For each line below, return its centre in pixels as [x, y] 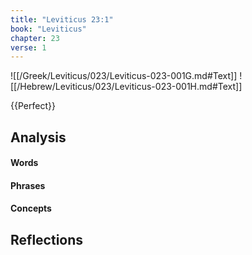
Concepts [31, 208]
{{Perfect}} [33, 106]
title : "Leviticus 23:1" [62, 19]
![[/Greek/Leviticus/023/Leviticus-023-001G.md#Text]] [124, 76]
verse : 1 [28, 47]
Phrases [28, 185]
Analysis [38, 137]
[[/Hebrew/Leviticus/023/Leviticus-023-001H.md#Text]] [126, 87]
